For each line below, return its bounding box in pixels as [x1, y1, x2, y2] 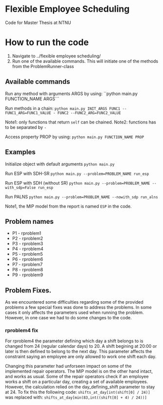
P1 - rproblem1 [12, 230, 41, 236]
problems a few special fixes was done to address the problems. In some [5, 305, 152, 310]
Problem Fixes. [5, 286, 52, 294]
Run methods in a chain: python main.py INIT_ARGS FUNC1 [5, 105, 121, 111]
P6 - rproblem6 [12, 256, 43, 262]
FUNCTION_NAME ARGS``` [5, 95, 60, 101]
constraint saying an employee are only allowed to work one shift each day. [5, 354, 157, 359]
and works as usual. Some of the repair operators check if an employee [5, 374, 149, 380]
